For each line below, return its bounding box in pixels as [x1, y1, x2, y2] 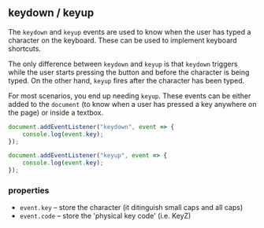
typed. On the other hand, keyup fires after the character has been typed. [8, 75, 245, 85]
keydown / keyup [8, 6, 95, 20]
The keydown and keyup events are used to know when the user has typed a [8, 27, 251, 36]
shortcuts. [8, 43, 42, 53]
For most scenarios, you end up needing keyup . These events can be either [8, 90, 251, 101]
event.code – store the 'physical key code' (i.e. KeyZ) [19, 211, 191, 221]
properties [8, 185, 50, 196]
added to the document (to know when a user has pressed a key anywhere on [8, 99, 258, 108]
